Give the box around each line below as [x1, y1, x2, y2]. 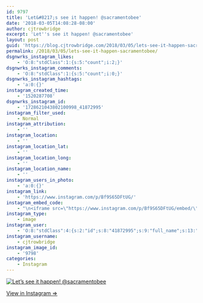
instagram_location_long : [6, 155, 71, 161]
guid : [6, 43, 20, 49]
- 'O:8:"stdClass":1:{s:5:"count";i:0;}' [17, 71, 123, 77]
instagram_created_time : [6, 88, 69, 94]
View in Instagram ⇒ [6, 290, 58, 296]
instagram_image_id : [6, 244, 59, 250]
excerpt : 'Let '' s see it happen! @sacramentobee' [6, 31, 134, 37]
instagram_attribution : [6, 121, 66, 127]
